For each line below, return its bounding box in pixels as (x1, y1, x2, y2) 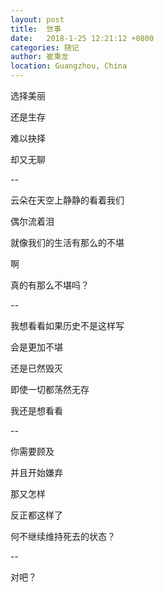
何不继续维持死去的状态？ (10, 531, 116, 542)
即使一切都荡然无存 (10, 384, 90, 395)
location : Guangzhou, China (10, 61, 128, 71)
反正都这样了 (10, 509, 63, 521)
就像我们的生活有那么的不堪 (10, 237, 125, 248)
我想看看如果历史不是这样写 (10, 320, 125, 331)
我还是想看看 (10, 405, 63, 416)
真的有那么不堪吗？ (10, 279, 90, 291)
